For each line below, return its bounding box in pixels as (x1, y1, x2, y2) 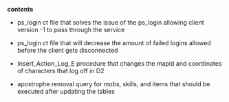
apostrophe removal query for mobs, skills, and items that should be (17, 80, 210, 88)
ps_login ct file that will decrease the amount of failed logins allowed (17, 39, 211, 47)
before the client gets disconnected (17, 47, 118, 54)
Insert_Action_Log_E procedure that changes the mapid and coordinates (17, 60, 222, 67)
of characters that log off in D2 (17, 67, 105, 75)
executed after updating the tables (17, 88, 115, 95)
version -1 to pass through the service (17, 26, 125, 34)
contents (7, 5, 34, 13)
